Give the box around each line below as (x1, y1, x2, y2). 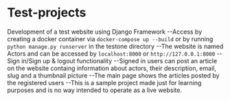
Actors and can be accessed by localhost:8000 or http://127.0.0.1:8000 (7, 49, 216, 58)
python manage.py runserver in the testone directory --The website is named (7, 42, 224, 50)
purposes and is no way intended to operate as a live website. (7, 86, 183, 94)
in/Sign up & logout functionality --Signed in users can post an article (21, 56, 218, 65)
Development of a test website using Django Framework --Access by (7, 27, 203, 36)
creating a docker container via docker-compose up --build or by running (7, 34, 214, 43)
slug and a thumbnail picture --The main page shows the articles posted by (7, 71, 220, 80)
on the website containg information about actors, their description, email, (7, 64, 216, 72)
